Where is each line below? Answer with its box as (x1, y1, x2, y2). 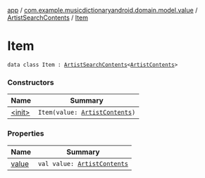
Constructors (7, 77, 54, 87)
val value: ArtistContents (37, 160, 129, 167)
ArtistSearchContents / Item (7, 13, 88, 22)
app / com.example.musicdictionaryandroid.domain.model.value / (7, 6, 198, 14)
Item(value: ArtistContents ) (37, 108, 136, 117)
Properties (7, 129, 44, 139)
